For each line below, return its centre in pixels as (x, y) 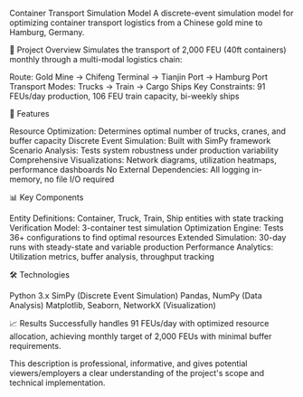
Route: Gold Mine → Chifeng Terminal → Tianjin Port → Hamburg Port (139, 77)
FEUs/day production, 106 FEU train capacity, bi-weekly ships (124, 96)
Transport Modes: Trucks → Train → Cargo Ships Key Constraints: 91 (137, 86)
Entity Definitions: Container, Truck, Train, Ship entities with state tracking (147, 218)
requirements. (35, 346)
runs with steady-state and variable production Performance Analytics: (142, 247)
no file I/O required (79, 179)
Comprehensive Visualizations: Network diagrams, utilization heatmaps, (143, 160)
